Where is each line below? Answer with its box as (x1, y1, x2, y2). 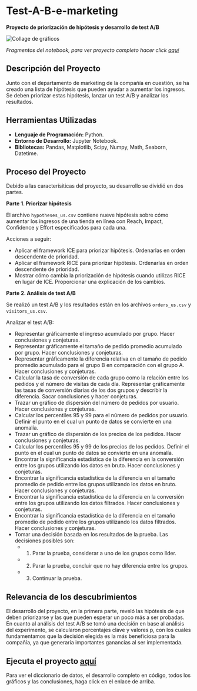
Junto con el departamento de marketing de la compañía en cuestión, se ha (6, 79, 189, 86)
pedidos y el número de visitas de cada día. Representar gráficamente (14, 381, 185, 388)
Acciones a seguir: (6, 235, 52, 243)
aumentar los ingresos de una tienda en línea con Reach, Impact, (6, 218, 163, 225)
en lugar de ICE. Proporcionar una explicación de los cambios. (14, 279, 166, 286)
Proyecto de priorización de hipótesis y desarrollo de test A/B (6, 24, 160, 31)
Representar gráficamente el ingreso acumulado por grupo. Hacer (14, 330, 175, 338)
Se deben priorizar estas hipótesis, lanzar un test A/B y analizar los (6, 91, 169, 99)
